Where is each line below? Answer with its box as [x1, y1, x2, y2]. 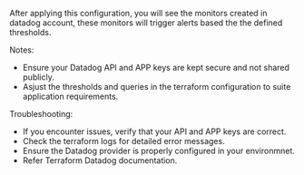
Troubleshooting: [9, 109, 74, 119]
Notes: [9, 44, 34, 55]
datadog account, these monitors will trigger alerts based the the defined [9, 17, 283, 28]
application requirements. [22, 91, 119, 102]
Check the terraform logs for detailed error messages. [22, 136, 225, 146]
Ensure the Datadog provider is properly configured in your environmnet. [22, 145, 295, 156]
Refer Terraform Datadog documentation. [22, 155, 178, 166]
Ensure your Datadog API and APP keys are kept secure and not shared [22, 63, 290, 73]
